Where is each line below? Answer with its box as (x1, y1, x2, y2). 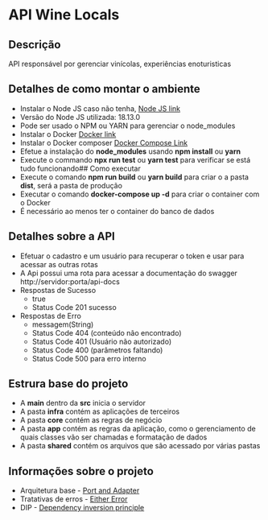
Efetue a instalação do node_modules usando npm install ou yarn (19, 147, 241, 156)
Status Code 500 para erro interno (31, 353, 146, 363)
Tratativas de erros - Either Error (19, 494, 128, 504)
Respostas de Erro (19, 311, 82, 320)
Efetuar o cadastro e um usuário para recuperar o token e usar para (19, 251, 245, 261)
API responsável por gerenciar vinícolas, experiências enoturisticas (8, 59, 232, 68)
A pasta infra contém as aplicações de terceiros (19, 407, 179, 416)
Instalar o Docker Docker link (19, 129, 117, 138)
